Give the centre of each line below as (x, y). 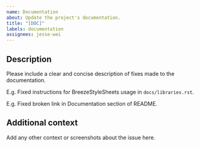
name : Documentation (33, 12)
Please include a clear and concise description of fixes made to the (91, 73)
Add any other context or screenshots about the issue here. (81, 137)
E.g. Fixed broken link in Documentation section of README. (82, 103)
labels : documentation (35, 29)
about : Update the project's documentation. (64, 18)
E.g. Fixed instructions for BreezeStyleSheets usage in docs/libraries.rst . (100, 92)
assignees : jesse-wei (34, 35)
